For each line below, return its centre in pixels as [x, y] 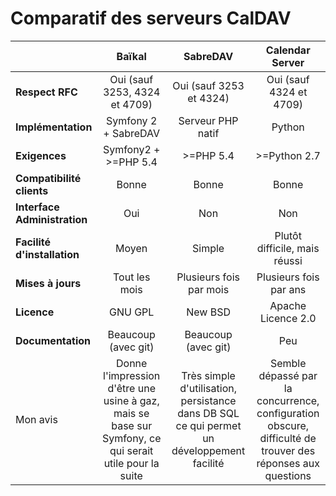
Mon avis [36, 419]
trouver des [288, 450]
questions [288, 475]
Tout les [132, 277]
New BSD [208, 312]
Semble [288, 363]
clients [32, 190]
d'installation [47, 254]
